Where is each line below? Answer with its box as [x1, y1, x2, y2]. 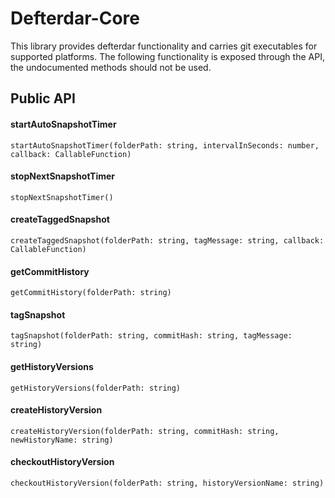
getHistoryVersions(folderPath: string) [10, 383, 182, 393]
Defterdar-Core [10, 7, 140, 30]
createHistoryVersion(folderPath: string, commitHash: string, [10, 426, 280, 436]
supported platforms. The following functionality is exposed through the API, [10, 50, 325, 62]
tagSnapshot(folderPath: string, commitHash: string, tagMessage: [10, 331, 293, 341]
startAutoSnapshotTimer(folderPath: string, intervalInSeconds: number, [10, 140, 320, 151]
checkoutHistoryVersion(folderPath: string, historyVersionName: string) [10, 478, 325, 488]
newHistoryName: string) [10, 435, 114, 445]
